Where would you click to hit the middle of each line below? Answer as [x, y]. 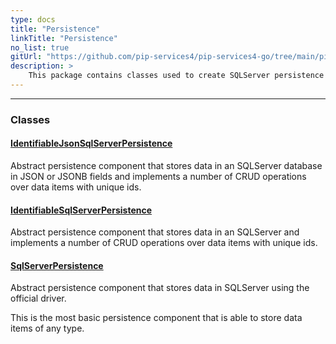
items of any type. [47, 328]
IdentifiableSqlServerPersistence [81, 210]
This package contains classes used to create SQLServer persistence [176, 76]
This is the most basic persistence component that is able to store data [156, 318]
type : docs [33, 19]
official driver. [38, 298]
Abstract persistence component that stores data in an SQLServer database [166, 165]
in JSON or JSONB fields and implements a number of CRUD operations [158, 176]
